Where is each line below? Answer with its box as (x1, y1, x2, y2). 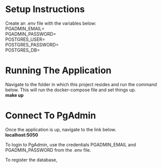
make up (5, 92, 24, 98)
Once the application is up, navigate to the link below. (5, 126, 117, 132)
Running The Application (5, 65, 112, 76)
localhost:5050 (5, 132, 38, 138)
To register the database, (5, 156, 58, 162)
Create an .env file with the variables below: (5, 20, 97, 26)
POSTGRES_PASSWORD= (5, 41, 59, 47)
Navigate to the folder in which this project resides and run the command (5, 81, 157, 87)
